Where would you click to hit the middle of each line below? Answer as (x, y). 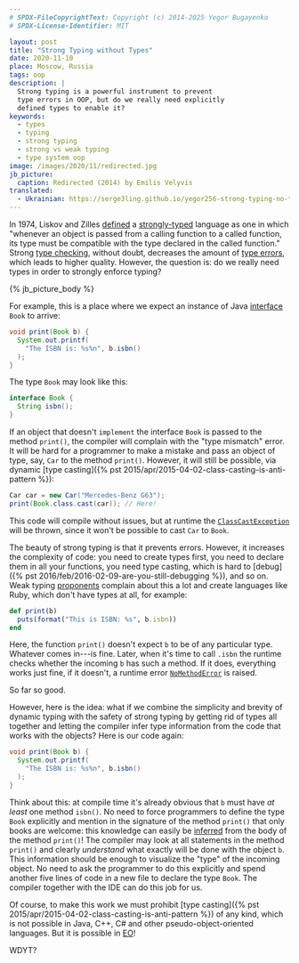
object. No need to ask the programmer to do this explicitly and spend (137, 868)
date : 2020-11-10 (41, 59)
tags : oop (28, 75)
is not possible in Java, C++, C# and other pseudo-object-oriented (131, 923)
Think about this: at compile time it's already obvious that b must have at (142, 802)
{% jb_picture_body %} (52, 289)
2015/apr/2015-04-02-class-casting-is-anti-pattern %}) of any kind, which (146, 914)
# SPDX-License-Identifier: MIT (69, 26)
